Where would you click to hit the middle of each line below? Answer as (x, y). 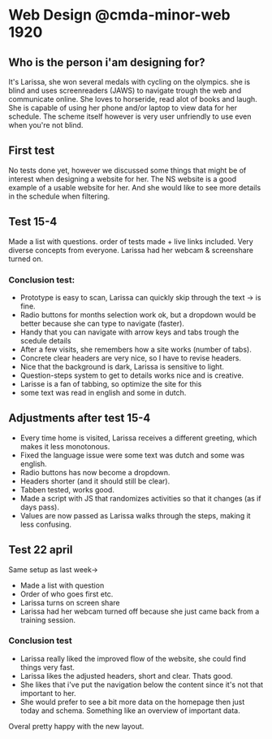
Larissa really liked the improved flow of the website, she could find (133, 658)
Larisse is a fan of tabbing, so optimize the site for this (111, 383)
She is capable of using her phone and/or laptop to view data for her (123, 108)
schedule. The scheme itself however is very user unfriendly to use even (130, 116)
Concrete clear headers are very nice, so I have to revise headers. (131, 358)
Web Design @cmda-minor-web (119, 15)
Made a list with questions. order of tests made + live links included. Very (131, 241)
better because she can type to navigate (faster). (102, 323)
